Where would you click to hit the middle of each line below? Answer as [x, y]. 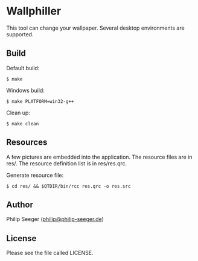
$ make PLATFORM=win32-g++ [40, 101]
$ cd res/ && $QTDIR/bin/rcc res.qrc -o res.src [69, 186]
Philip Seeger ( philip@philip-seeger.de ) [55, 219]
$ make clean [23, 124]
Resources [27, 143]
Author [20, 204]
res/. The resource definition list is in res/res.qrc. [67, 163]
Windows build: [26, 90]
